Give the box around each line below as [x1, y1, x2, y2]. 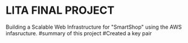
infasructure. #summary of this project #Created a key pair [5, 29, 152, 36]
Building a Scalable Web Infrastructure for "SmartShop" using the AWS [5, 23, 182, 30]
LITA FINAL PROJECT [5, 4, 115, 17]
